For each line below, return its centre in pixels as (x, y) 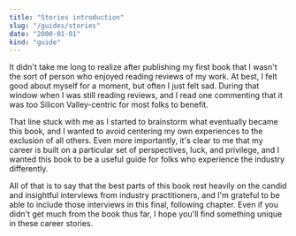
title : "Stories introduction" (67, 17)
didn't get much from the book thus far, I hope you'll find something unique (146, 214)
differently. (29, 169)
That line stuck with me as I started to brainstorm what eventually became (144, 122)
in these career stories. (51, 224)
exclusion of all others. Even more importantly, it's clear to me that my (136, 141)
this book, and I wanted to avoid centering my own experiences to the (136, 131)
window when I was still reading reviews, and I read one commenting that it (146, 95)
